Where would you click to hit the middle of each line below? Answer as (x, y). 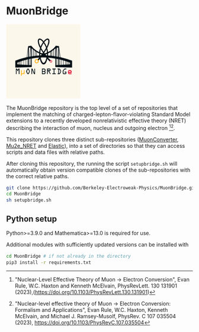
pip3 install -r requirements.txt (49, 263)
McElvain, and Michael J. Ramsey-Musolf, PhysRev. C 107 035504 (95, 316)
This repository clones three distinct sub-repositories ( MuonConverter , (92, 139)
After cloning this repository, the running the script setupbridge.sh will (92, 163)
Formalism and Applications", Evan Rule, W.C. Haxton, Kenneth (91, 309)
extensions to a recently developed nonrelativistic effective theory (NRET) (96, 121)
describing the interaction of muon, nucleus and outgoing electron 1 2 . (91, 127)
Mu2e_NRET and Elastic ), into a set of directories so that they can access (96, 146)
